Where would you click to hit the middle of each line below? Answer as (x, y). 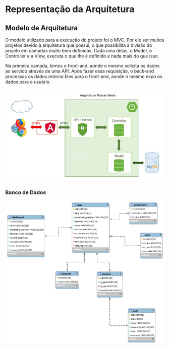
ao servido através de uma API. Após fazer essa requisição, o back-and (80, 71)
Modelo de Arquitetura (42, 28)
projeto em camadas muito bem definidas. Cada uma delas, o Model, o (79, 51)
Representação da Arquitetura (70, 9)
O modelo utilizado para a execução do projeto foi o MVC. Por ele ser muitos (85, 40)
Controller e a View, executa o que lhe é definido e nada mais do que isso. (82, 56)
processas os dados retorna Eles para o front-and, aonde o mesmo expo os (84, 76)
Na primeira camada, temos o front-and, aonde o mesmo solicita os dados (82, 66)
